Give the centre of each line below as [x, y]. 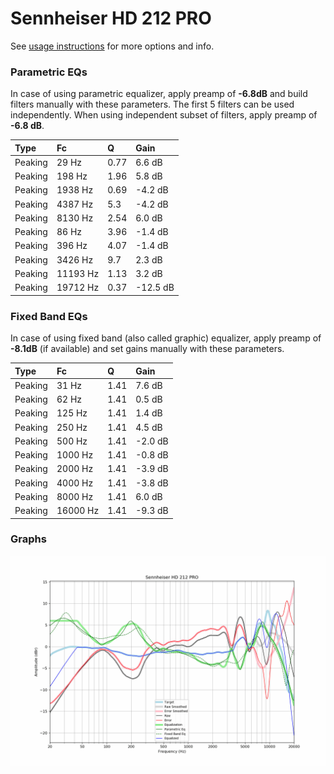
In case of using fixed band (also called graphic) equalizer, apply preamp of [166, 338]
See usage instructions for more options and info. [112, 46]
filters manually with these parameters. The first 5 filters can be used [152, 104]
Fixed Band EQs [49, 316]
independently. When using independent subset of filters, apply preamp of [164, 115]
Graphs [28, 539]
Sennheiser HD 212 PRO [111, 18]
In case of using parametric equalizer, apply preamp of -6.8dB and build [159, 94]
